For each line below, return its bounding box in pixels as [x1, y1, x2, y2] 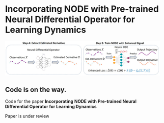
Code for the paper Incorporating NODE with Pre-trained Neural [5, 98, 137, 104]
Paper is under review [5, 113, 50, 119]
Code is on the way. [5, 85, 67, 94]
